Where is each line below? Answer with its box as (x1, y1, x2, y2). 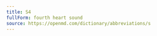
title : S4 (6, 9, 32, 15)
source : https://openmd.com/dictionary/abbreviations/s (6, 20, 151, 26)
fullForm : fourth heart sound (6, 15, 83, 21)
